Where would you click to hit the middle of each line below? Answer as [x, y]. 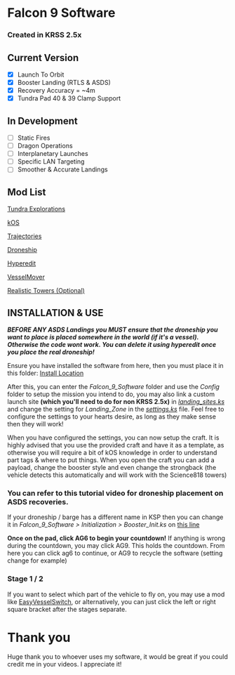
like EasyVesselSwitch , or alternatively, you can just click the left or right [112, 601]
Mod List [27, 192]
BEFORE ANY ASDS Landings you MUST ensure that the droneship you [113, 329]
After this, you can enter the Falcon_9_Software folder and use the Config [113, 386]
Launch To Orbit [41, 74]
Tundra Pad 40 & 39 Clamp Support [69, 98]
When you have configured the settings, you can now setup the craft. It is [113, 438]
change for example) [38, 561]
